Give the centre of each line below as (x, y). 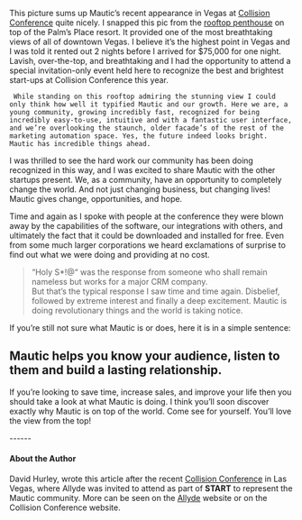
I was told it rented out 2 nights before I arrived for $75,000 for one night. (146, 51)
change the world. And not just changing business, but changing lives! (140, 189)
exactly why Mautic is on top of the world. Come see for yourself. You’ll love (151, 411)
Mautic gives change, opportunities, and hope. (96, 199)
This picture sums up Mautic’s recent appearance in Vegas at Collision (140, 13)
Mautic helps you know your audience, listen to (145, 356)
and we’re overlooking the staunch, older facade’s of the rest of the (146, 128)
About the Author (43, 459)
